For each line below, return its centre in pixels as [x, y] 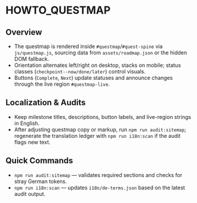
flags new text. [32, 142]
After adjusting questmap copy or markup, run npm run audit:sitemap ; [100, 129]
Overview [24, 32]
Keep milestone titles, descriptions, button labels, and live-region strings [102, 117]
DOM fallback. [32, 59]
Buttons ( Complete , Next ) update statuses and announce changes [93, 78]
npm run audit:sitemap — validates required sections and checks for [98, 175]
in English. [27, 123]
